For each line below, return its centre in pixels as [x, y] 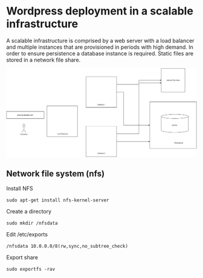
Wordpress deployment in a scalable [100, 11]
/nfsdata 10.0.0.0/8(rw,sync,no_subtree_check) [67, 246]
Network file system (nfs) [55, 174]
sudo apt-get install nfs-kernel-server [58, 200]
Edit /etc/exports [27, 234]
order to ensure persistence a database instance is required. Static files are [100, 53]
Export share [22, 257]
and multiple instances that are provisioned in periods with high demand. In [100, 47]
